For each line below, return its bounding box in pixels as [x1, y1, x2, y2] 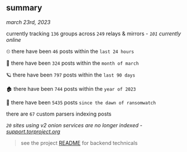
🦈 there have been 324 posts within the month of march [6, 60, 139, 67]
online [6, 36, 21, 43]
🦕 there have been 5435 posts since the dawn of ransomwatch [6, 98, 156, 106]
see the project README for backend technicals [20, 139, 138, 146]
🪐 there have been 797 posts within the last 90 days [6, 71, 136, 78]
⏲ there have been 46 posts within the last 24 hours [6, 48, 134, 55]
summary [6, 3, 43, 13]
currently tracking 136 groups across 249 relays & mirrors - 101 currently [6, 30, 182, 37]
